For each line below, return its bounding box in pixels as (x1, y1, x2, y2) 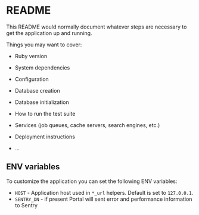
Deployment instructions (14, 133, 76, 140)
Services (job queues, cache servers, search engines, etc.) (14, 121, 160, 128)
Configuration (14, 75, 49, 83)
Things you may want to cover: (6, 41, 82, 48)
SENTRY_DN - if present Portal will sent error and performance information (14, 195, 192, 203)
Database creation (14, 87, 61, 94)
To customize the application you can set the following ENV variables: (6, 178, 178, 185)
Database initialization (14, 99, 70, 106)
